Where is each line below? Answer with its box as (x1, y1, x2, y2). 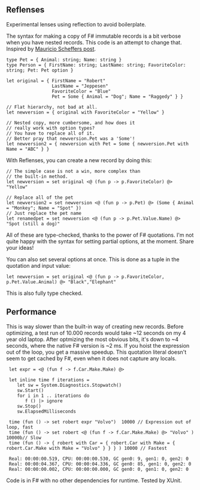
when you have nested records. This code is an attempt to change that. (6, 38, 182, 46)
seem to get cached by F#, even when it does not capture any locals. (6, 354, 177, 362)
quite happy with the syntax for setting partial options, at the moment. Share (6, 237, 194, 245)
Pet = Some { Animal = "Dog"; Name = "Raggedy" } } (51, 93, 184, 100)
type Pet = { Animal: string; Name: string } (6, 56, 122, 62)
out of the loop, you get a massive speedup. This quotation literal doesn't (6, 348, 187, 355)
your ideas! (6, 244, 34, 251)
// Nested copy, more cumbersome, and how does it (6, 119, 135, 126)
